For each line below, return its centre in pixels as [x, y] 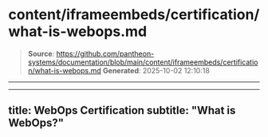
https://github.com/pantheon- [105, 53]
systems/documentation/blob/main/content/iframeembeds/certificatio [143, 62]
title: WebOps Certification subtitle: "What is [122, 110]
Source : [41, 53]
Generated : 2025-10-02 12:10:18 [156, 70]
